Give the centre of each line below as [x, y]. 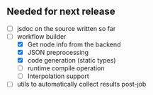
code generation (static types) [72, 61]
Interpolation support [58, 76]
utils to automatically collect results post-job [81, 84]
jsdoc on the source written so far [66, 28]
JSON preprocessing [58, 52]
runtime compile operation [66, 68]
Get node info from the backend [74, 44]
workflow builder [41, 36]
